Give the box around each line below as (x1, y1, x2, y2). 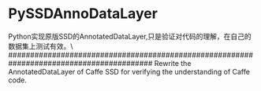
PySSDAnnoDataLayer (8, 5, 158, 23)
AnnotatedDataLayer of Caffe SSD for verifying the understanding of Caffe (8, 67, 251, 76)
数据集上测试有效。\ (8, 41, 73, 51)
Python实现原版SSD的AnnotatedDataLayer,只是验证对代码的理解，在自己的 (8, 31, 252, 41)
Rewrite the (154, 58, 192, 67)
